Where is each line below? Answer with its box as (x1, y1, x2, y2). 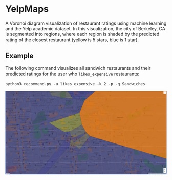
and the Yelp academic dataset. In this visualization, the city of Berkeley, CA (5, 25, 165, 31)
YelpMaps (5, 3, 49, 15)
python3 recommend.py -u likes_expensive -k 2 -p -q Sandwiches (5, 81, 145, 86)
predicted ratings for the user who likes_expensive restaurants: (5, 70, 140, 77)
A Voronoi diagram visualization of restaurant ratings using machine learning (5, 20, 167, 26)
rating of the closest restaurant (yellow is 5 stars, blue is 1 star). (5, 37, 139, 43)
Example (5, 51, 34, 60)
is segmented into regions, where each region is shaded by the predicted (5, 31, 160, 37)
